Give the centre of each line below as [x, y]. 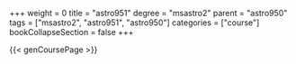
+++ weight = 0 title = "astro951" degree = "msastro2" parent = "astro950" [148, 13]
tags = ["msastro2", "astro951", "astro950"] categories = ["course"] [135, 23]
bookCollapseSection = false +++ [72, 32]
